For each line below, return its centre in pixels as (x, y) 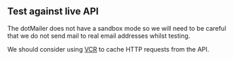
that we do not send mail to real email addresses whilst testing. (99, 36)
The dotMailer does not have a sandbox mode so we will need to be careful (117, 28)
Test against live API (53, 12)
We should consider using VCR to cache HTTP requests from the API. (108, 49)
